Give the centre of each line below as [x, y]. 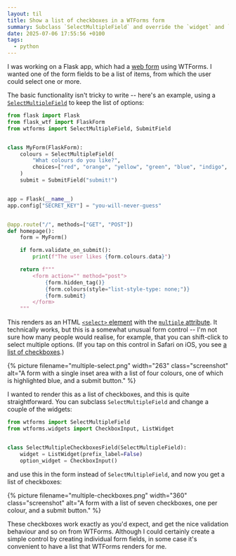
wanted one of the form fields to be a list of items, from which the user [110, 74]
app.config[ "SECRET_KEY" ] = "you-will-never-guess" [84, 206]
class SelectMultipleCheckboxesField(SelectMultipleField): [97, 448]
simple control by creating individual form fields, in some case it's [102, 538]
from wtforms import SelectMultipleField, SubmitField [89, 128]
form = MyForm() [44, 238]
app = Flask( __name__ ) [40, 199]
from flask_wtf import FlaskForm [56, 122]
